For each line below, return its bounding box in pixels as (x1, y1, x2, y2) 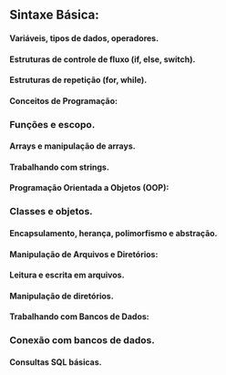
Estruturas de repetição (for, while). (9, 75, 148, 86)
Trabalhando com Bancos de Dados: (9, 311, 150, 322)
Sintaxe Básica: (9, 7, 100, 23)
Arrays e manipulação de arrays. (9, 141, 136, 151)
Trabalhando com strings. (9, 161, 109, 172)
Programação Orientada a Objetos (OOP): (9, 182, 169, 193)
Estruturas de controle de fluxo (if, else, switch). (9, 54, 196, 65)
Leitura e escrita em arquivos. (9, 269, 125, 281)
